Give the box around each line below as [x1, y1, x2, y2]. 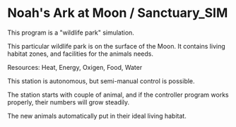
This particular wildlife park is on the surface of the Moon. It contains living [7, 42, 225, 50]
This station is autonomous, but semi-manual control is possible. [7, 76, 196, 85]
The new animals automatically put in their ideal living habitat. [7, 111, 187, 120]
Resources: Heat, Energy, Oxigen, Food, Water [7, 63, 143, 71]
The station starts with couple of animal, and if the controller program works [7, 90, 229, 99]
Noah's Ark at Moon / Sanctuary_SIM [7, 5, 228, 21]
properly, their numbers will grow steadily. [7, 97, 130, 107]
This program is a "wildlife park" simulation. [7, 28, 134, 37]
